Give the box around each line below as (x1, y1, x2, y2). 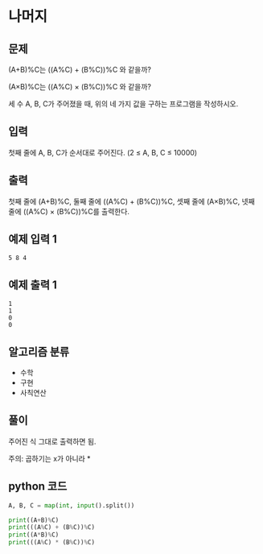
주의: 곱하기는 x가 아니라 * (8, 453, 91, 463)
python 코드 (8, 480, 68, 494)
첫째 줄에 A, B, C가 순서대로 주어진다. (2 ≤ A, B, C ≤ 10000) (8, 147, 198, 157)
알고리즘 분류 (8, 345, 70, 358)
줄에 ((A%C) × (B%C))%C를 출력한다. (8, 206, 130, 216)
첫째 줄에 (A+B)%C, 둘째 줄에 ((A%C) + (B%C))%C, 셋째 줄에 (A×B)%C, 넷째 (8, 196, 255, 206)
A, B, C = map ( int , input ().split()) (8, 501, 135, 510)
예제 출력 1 (8, 278, 58, 291)
